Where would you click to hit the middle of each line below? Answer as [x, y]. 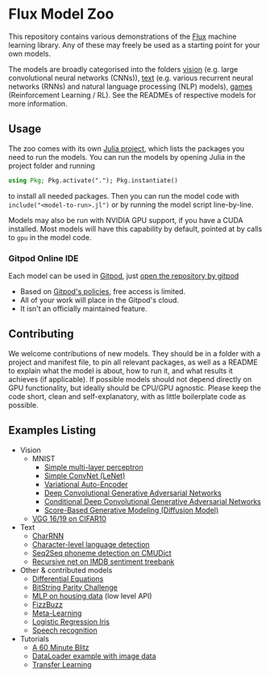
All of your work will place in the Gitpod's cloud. [100, 300]
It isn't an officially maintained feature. [83, 309]
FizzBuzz [47, 604]
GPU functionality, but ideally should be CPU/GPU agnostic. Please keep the [135, 388]
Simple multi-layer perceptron [93, 467]
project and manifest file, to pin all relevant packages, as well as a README [133, 362]
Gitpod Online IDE [44, 258]
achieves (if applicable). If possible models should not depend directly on [130, 379]
